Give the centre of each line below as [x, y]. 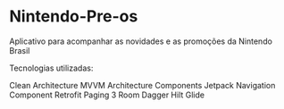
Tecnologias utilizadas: [51, 68]
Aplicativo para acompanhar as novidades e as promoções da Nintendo [141, 41]
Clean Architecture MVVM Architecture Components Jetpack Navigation [142, 85]
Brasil [20, 50]
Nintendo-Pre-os [74, 17]
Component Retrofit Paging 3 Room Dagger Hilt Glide [107, 95]
